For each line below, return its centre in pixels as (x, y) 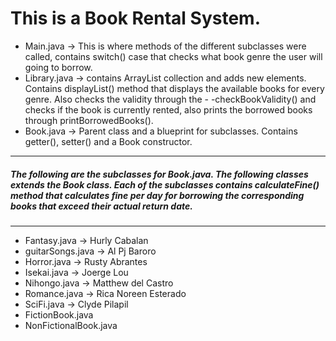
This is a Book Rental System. (136, 18)
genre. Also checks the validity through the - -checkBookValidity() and (170, 99)
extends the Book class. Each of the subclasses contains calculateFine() (165, 184)
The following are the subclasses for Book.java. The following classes (159, 174)
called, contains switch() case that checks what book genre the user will (173, 56)
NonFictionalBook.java (71, 325)
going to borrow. (58, 67)
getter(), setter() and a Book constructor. (108, 141)
